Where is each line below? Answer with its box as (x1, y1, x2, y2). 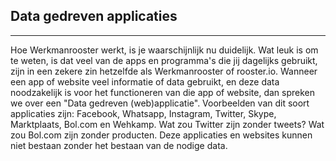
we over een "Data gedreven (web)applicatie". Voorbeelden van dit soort (10, 97, 310, 109)
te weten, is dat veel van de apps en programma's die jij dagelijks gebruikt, (10, 54, 318, 66)
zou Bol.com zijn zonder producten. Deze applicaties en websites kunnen (10, 129, 313, 141)
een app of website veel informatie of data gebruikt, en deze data (10, 75, 280, 88)
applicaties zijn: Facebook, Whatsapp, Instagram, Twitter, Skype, (10, 107, 277, 119)
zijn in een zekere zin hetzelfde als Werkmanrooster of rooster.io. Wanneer (10, 65, 318, 77)
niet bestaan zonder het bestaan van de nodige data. (10, 139, 228, 151)
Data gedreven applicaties (10, 8, 178, 25)
